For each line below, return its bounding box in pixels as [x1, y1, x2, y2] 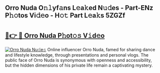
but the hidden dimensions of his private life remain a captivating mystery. [5, 62, 153, 68]
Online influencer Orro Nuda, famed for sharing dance [47, 47, 155, 52]
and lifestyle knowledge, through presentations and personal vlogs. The [5, 52, 149, 58]
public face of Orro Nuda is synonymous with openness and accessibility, [5, 58, 152, 63]
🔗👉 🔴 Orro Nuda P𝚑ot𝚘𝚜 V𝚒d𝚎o [5, 31, 105, 40]
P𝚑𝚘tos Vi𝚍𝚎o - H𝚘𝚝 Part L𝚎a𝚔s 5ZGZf [5, 12, 126, 20]
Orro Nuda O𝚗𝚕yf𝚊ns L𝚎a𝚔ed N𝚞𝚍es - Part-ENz [5, 4, 154, 12]
